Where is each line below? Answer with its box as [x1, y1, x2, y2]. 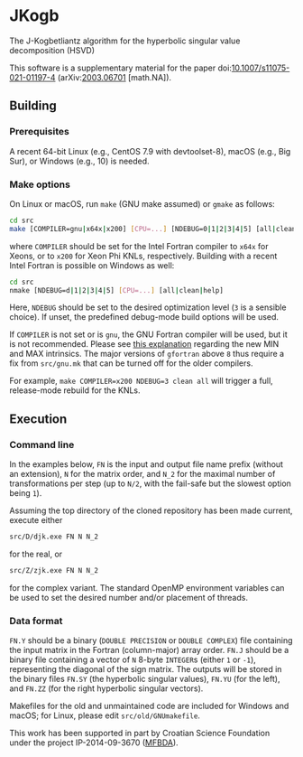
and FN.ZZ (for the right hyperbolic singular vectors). [9, 683, 204, 694]
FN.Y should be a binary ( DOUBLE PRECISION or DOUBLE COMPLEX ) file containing [9, 635, 293, 646]
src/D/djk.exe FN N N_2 [9, 532, 99, 542]
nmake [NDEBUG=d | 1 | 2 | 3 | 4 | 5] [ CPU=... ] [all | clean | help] [9, 285, 224, 294]
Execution [9, 411, 68, 426]
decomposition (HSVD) [9, 44, 96, 55]
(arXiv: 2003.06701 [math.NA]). [57, 71, 172, 82]
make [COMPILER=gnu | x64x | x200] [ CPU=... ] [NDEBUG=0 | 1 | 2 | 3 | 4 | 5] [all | [9, 224, 277, 233]
